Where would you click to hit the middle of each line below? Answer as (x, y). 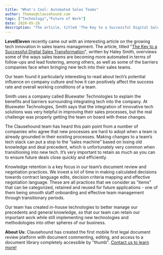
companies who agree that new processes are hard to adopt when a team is (81, 132)
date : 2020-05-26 (23, 23)
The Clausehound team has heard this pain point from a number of (72, 126)
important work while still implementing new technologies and (67, 218)
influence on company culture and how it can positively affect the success (79, 82)
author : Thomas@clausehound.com (38, 14)
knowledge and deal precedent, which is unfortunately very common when (80, 147)
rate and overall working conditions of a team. (51, 87)
